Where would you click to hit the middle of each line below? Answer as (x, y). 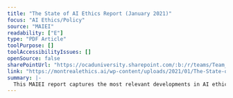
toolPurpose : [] (31, 46)
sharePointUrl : (29, 65)
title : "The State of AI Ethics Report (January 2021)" (89, 13)
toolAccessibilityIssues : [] (49, 52)
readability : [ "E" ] (35, 33)
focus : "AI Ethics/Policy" (46, 20)
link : (15, 71)
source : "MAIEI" (31, 26)
